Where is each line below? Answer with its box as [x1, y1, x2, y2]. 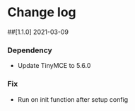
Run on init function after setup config [17, 95, 129, 103]
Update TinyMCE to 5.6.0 [17, 62, 91, 70]
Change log [7, 4, 76, 21]
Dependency [7, 45, 53, 55]
